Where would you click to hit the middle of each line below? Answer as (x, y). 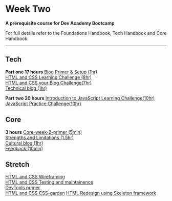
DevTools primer (23, 188)
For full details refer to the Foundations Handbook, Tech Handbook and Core (86, 33)
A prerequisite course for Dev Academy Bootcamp (60, 23)
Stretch (17, 164)
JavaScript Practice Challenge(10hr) (43, 104)
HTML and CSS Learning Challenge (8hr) (49, 77)
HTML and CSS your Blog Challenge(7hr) (49, 83)
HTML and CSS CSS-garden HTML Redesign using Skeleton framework (81, 193)
